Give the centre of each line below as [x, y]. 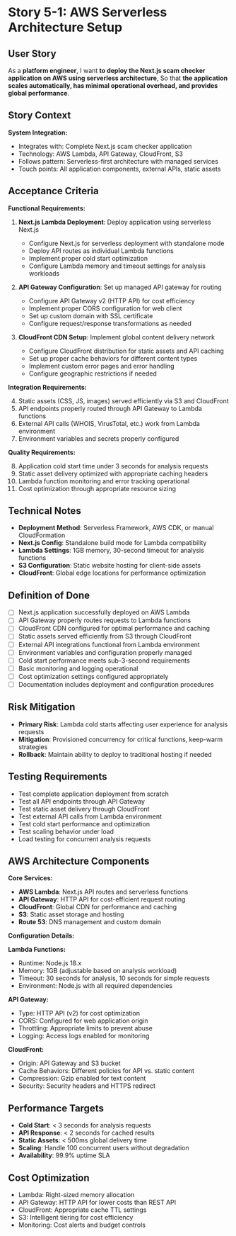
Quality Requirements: [42, 452]
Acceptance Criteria [53, 191]
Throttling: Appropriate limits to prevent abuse [85, 1028]
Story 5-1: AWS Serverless [88, 12]
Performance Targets [56, 1108]
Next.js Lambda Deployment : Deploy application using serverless [114, 222]
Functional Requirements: [47, 208]
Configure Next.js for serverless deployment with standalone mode [126, 243]
